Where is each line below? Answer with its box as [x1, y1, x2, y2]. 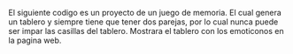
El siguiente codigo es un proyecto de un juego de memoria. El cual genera [8, 8, 282, 17]
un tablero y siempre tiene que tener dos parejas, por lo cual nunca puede [8, 17, 279, 27]
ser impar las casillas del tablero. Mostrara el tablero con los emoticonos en [8, 26, 284, 36]
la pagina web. [8, 35, 62, 45]
